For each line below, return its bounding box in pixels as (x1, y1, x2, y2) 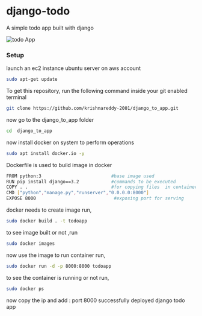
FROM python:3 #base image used (6, 173, 155, 179)
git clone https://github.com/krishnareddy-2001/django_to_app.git (6, 106, 179, 112)
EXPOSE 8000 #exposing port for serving (6, 195, 185, 201)
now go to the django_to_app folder (6, 116, 94, 123)
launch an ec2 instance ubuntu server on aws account (6, 65, 141, 72)
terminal (6, 93, 27, 101)
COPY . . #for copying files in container (6, 184, 198, 191)
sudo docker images (6, 240, 55, 247)
